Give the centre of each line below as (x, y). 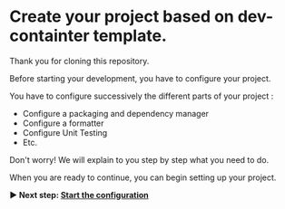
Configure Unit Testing (65, 132)
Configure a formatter (63, 123)
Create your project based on (122, 17)
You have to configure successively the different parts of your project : (142, 96)
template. (130, 36)
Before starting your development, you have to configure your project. (140, 78)
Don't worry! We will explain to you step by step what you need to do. (139, 159)
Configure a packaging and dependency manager (116, 113)
